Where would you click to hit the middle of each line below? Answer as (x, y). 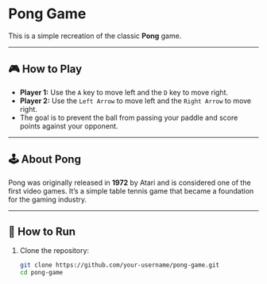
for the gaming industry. (48, 199)
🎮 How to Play (45, 69)
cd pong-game (41, 273)
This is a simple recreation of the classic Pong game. (95, 36)
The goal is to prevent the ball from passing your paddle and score (129, 117)
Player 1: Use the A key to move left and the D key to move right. (124, 92)
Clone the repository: (54, 251)
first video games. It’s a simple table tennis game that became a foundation (131, 190)
